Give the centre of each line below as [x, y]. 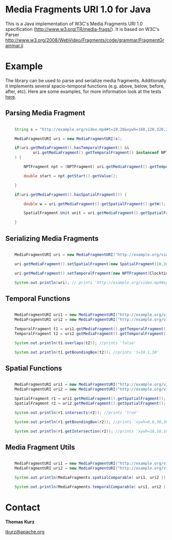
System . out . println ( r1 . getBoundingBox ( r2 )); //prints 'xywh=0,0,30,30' [92, 422]
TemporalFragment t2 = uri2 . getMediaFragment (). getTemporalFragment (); [92, 333]
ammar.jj [14, 45]
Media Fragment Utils [40, 447]
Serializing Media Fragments [52, 238]
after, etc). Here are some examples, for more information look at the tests [83, 91]
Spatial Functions [34, 368]
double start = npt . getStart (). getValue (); [71, 176]
